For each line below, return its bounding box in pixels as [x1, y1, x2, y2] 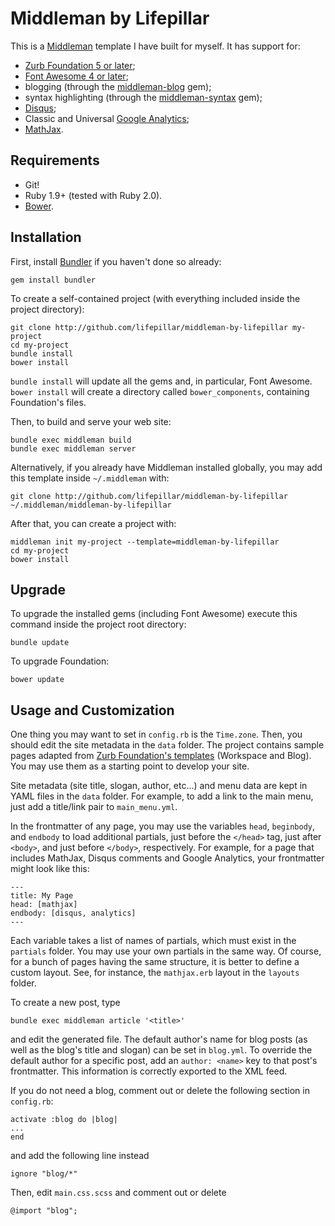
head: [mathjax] [10, 900, 78, 910]
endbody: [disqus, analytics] [10, 908, 137, 919]
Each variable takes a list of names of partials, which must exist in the [10, 935, 297, 947]
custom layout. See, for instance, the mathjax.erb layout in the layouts [10, 967, 300, 979]
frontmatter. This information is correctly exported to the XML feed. [10, 1065, 288, 1077]
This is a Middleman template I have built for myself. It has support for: [10, 40, 301, 52]
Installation [10, 229, 82, 246]
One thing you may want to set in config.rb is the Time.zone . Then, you [10, 728, 303, 741]
